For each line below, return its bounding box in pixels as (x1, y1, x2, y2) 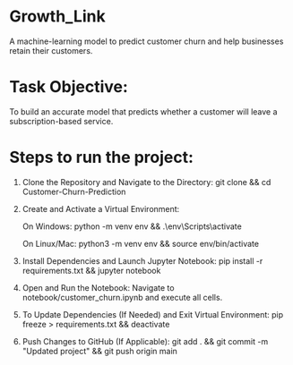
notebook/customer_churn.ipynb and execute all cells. (22, 292, 223, 302)
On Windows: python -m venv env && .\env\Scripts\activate (22, 221, 242, 232)
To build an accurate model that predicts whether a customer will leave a (9, 106, 278, 117)
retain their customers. (9, 45, 93, 55)
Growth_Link (9, 6, 106, 27)
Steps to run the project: (9, 148, 194, 167)
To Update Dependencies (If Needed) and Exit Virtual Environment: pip (22, 309, 284, 319)
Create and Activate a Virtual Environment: (22, 203, 180, 214)
